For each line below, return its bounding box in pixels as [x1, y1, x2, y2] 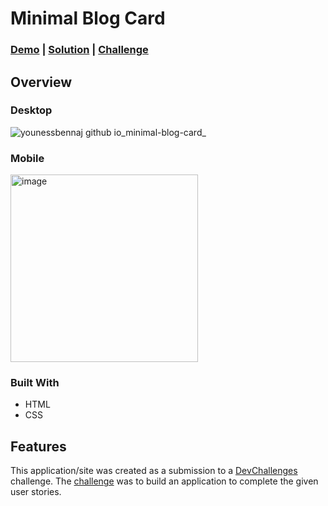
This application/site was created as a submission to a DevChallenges [10, 465, 298, 477]
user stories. [10, 486, 62, 498]
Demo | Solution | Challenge [10, 43, 149, 57]
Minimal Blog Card [10, 7, 166, 30]
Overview [10, 73, 73, 91]
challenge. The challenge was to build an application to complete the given [10, 475, 319, 487]
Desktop [10, 103, 53, 117]
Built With [10, 376, 60, 390]
